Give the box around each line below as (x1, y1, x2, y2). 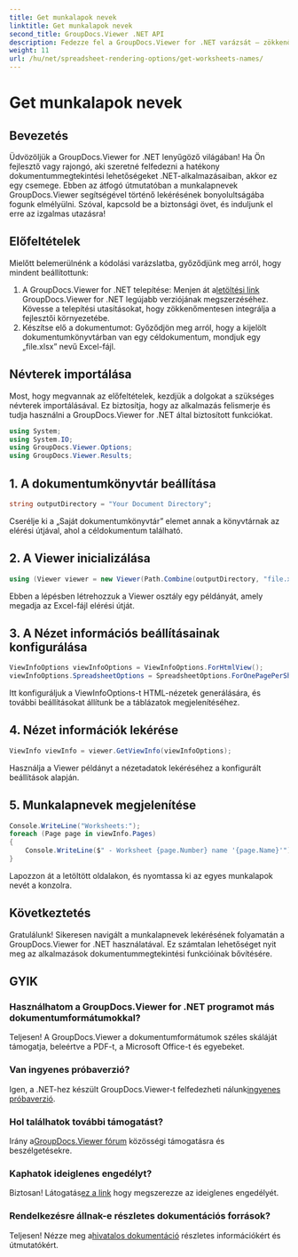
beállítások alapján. (9, 771, 80, 783)
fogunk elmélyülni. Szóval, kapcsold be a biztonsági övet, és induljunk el (9, 199, 273, 209)
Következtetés (9, 906, 91, 921)
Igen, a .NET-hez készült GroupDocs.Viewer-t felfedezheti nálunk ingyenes (9, 1084, 281, 1094)
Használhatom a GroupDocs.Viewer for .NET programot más (9, 1001, 275, 1013)
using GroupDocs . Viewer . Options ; (9, 443, 133, 452)
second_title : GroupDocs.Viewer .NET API (9, 29, 165, 38)
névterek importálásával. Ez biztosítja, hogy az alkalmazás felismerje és (9, 399, 271, 410)
